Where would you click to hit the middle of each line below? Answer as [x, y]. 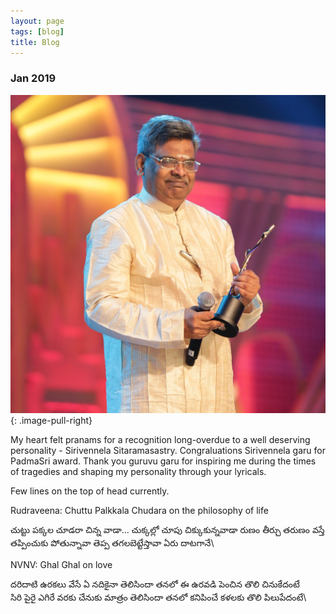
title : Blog [35, 42]
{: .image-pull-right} [51, 421]
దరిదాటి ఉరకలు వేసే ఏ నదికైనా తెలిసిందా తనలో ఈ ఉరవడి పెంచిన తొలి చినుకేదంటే [155, 584]
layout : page [37, 21]
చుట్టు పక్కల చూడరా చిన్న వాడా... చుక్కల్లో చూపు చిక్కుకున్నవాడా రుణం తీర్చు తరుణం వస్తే [167, 530]
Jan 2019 [33, 78]
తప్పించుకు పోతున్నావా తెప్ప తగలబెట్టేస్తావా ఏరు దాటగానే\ [112, 543]
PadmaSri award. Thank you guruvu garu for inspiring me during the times [163, 461]
